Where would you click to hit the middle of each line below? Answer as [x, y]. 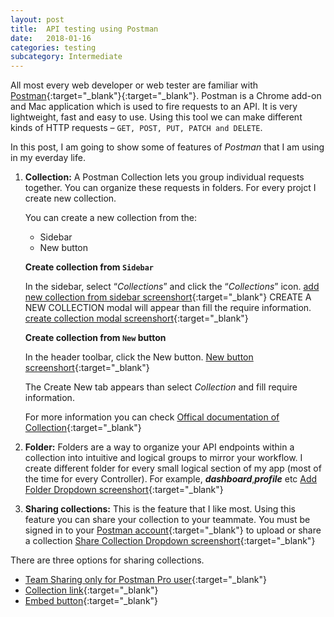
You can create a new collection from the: [110, 218]
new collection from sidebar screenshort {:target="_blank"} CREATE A [168, 297]
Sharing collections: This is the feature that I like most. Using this [160, 509]
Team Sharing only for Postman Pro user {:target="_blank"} [145, 580]
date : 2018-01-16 [51, 38]
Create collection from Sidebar [89, 267]
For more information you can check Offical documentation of [152, 417]
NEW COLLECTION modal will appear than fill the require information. [168, 308]
